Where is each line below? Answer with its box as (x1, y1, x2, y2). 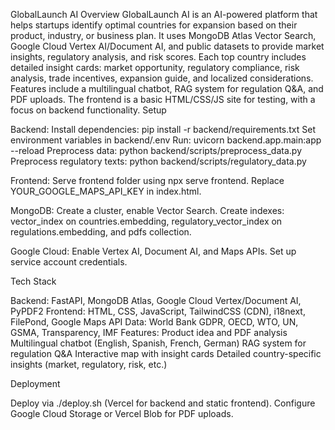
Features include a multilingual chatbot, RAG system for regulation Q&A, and (10, 83, 324, 94)
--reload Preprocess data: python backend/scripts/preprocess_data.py (10, 145, 303, 156)
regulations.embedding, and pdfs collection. (10, 226, 192, 238)
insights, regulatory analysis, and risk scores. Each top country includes (10, 51, 307, 63)
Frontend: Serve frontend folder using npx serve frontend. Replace (10, 175, 285, 186)
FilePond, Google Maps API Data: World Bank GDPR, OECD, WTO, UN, (10, 316, 299, 328)
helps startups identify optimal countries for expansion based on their (10, 19, 298, 31)
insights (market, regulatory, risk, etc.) (10, 359, 168, 370)
